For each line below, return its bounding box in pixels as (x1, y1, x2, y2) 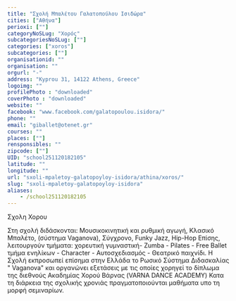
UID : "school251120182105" (7, 154, 87, 162)
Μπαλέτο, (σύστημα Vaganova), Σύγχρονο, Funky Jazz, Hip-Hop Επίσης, (7, 233, 221, 243)
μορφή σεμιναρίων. (7, 286, 65, 295)
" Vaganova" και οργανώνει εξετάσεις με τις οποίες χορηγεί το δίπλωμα (7, 264, 220, 272)
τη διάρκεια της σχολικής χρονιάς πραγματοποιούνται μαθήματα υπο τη (7, 278, 221, 287)
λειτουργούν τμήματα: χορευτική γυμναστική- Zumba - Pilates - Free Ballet (7, 241, 228, 250)
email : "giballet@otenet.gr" (7, 121, 93, 129)
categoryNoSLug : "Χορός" (7, 30, 80, 37)
